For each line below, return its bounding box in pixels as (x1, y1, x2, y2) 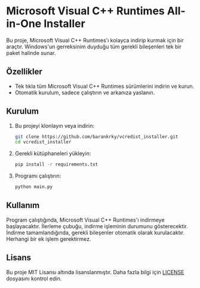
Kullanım (6, 200, 40, 210)
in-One (6, 17, 42, 30)
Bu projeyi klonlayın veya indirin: (14, 122, 94, 129)
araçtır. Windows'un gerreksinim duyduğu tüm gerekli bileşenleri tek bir (6, 43, 182, 50)
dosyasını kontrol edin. (6, 275, 62, 282)
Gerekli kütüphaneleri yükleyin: (14, 150, 91, 157)
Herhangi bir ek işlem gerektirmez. (6, 235, 91, 243)
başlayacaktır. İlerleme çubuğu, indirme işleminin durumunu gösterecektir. (6, 222, 188, 229)
